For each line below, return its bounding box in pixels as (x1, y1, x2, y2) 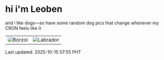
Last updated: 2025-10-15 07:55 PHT (5, 49, 81, 55)
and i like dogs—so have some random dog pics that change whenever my (5, 20, 159, 26)
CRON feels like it (5, 25, 41, 31)
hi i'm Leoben (5, 3, 62, 15)
